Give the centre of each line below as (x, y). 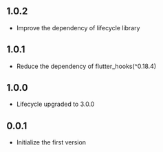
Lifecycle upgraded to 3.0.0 (55, 104)
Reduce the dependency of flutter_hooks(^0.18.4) (86, 66)
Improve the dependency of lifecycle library (78, 28)
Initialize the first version (51, 142)
